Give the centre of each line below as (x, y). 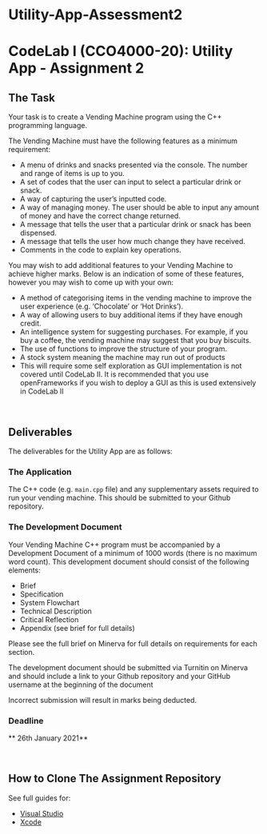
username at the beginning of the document (81, 684)
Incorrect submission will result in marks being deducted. (103, 700)
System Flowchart (50, 602)
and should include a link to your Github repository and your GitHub (119, 676)
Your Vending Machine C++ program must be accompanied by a (115, 545)
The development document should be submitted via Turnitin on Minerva (128, 667)
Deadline (26, 720)
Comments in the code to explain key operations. (100, 250)
